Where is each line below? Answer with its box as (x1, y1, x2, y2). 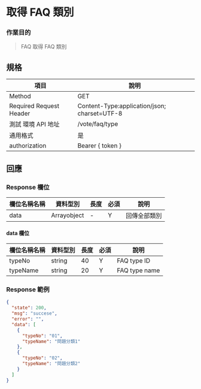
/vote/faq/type (77, 120, 118, 128)
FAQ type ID (117, 257, 151, 265)
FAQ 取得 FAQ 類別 (20, 43, 67, 50)
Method (9, 92, 31, 101)
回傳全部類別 (125, 211, 162, 219)
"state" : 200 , (11, 305, 47, 311)
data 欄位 (6, 229, 30, 237)
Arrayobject (51, 211, 84, 219)
